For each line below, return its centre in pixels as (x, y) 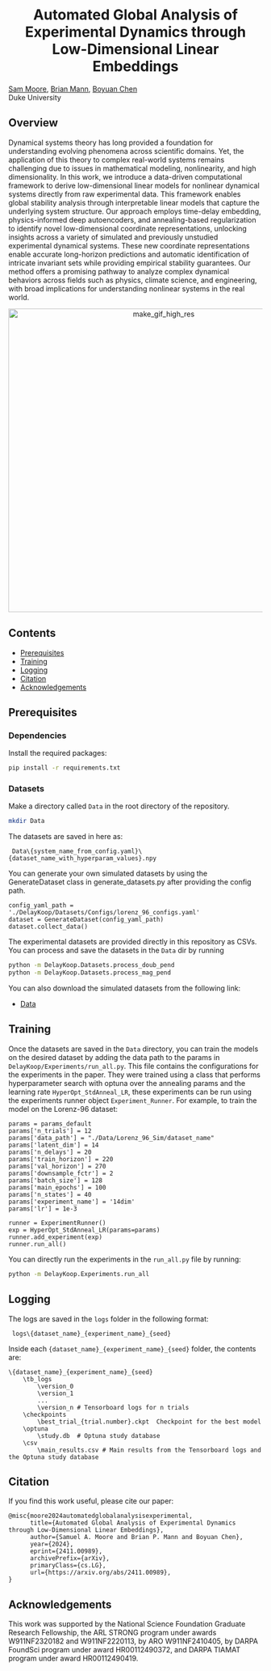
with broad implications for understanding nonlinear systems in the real (127, 288)
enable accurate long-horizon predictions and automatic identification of (129, 254)
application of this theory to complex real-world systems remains (117, 159)
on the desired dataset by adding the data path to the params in (114, 1057)
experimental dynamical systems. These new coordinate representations (129, 245)
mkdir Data (27, 821)
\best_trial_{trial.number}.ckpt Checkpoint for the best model (150, 1422)
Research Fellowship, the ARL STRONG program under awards (113, 1633)
